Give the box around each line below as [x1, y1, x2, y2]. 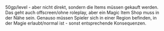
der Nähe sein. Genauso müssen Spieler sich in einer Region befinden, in [5, 15, 157, 20]
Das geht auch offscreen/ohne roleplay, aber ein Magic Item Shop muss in [5, 9, 159, 15]
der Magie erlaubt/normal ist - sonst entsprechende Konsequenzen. [5, 20, 146, 26]
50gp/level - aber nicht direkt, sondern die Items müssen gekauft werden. [5, 4, 159, 10]
